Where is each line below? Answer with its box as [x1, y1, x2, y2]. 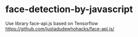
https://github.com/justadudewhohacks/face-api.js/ [5, 25, 114, 31]
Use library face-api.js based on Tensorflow [5, 20, 98, 26]
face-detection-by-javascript [5, 4, 133, 15]
